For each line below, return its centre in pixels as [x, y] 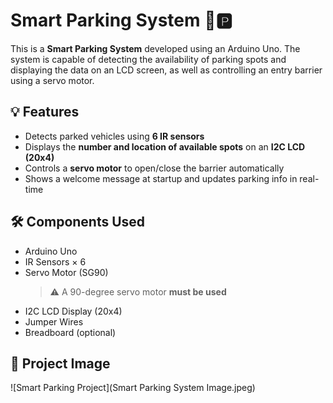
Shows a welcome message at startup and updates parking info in [161, 178]
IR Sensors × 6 [55, 261]
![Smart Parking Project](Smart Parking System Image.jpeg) [133, 388]
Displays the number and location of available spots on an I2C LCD [165, 146]
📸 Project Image [60, 363]
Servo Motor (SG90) [66, 272]
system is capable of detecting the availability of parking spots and [148, 59]
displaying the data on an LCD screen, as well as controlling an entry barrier [166, 70]
